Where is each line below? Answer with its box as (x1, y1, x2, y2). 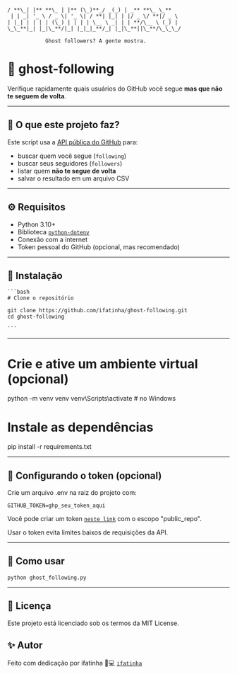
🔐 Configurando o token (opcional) (7, 469, 162, 481)
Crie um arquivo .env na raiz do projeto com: (7, 489, 137, 497)
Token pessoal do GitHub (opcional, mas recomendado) (17, 242, 180, 251)
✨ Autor (7, 639, 43, 651)
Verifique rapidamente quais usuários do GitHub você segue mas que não (7, 84, 223, 93)
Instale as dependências (7, 419, 154, 435)
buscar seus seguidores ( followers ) (17, 159, 123, 167)
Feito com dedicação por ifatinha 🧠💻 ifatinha (7, 658, 142, 667)
